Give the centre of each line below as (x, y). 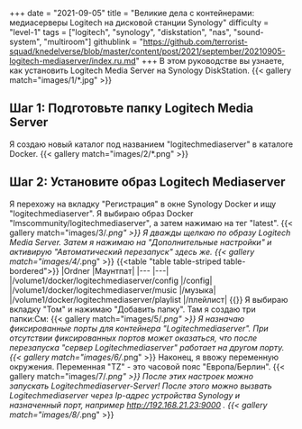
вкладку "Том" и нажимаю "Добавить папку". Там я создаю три (133, 309)
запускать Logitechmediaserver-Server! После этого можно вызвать (141, 386)
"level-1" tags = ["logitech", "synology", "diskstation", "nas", (120, 32)
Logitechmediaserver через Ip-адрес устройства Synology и (125, 395)
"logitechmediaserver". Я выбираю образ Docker (101, 213)
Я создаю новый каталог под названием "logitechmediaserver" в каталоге (151, 144)
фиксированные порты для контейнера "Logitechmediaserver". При (139, 328)
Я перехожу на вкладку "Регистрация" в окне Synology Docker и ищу (143, 204)
